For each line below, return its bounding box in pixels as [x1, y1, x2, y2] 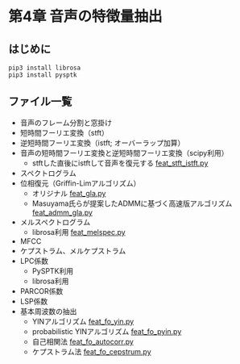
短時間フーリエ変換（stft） [19, 128, 109, 137]
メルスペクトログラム [19, 217, 91, 227]
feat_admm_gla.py [31, 207, 93, 217]
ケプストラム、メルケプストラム [19, 245, 126, 255]
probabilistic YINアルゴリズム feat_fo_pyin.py [31, 326, 182, 336]
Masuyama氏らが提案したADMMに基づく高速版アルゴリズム [31, 199, 233, 208]
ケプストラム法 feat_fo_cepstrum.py [31, 346, 151, 356]
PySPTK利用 [31, 266, 74, 275]
